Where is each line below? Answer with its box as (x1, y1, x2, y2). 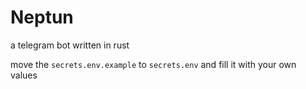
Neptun (10, 6, 74, 29)
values (10, 69, 38, 81)
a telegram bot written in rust (10, 39, 130, 51)
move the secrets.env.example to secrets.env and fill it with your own (10, 58, 297, 70)
